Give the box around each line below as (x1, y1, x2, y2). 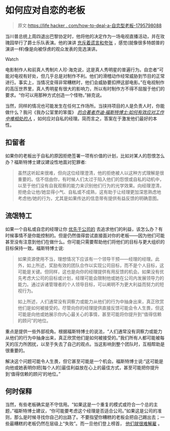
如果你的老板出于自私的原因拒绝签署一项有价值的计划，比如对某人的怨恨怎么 (5, 152, 165, 159)
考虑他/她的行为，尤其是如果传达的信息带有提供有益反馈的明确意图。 (17, 195, 161, 201)
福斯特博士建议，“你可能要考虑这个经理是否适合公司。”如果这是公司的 (14, 408, 158, 414)
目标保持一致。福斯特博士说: (5, 245, 65, 251)
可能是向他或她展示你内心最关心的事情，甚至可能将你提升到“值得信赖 (17, 311, 162, 317)
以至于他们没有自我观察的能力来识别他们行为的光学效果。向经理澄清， (17, 182, 164, 189)
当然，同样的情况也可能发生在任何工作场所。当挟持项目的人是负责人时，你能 (5, 103, 165, 109)
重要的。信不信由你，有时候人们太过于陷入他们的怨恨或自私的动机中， (17, 176, 164, 182)
